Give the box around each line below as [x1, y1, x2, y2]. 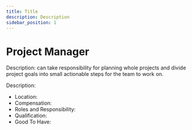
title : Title [6, 8, 38, 15]
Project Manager [6, 45, 90, 58]
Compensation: [14, 99, 52, 106]
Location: [14, 94, 38, 101]
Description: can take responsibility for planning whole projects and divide [6, 64, 187, 71]
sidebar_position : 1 [6, 19, 57, 25]
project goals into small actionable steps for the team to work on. [6, 71, 164, 78]
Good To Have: [14, 118, 51, 125]
